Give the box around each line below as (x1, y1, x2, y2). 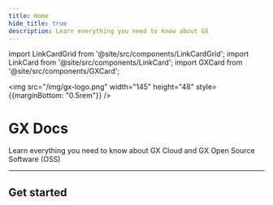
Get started (8, 186, 67, 199)
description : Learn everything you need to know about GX (8, 27, 209, 35)
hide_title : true (8, 19, 67, 28)
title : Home (8, 11, 49, 20)
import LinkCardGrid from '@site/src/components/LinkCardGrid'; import (8, 49, 249, 59)
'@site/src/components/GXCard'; (8, 66, 120, 76)
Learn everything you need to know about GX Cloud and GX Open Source (8, 146, 255, 156)
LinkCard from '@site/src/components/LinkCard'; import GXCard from (8, 58, 243, 67)
